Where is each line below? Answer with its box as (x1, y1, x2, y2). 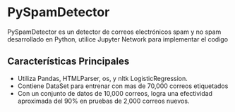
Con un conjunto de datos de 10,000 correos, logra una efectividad (17, 89, 213, 97)
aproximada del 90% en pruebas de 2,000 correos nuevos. (17, 97, 190, 105)
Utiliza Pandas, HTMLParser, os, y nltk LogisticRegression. (17, 74, 188, 82)
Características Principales (7, 56, 130, 68)
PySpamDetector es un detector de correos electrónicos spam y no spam (7, 27, 222, 36)
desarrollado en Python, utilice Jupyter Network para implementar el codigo (7, 35, 228, 43)
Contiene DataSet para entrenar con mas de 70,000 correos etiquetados (17, 82, 229, 90)
